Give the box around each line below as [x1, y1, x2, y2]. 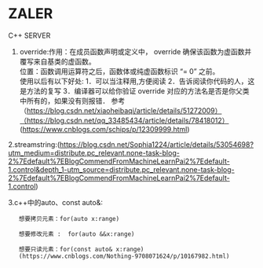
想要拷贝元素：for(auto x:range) [18, 215, 120, 222]
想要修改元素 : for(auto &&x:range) [18, 229, 135, 238]
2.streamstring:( [8, 139, 60, 149]
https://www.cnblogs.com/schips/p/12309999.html [22, 124, 188, 134]
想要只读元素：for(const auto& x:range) [18, 245, 144, 253]
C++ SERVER [8, 31, 51, 40]
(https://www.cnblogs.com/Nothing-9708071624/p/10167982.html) [18, 252, 230, 260]
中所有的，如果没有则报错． [19, 96, 110, 105]
